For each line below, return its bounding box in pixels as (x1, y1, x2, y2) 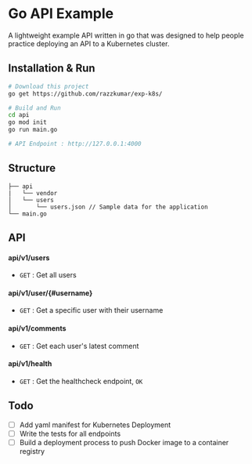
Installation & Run (8, 62, 95, 75)
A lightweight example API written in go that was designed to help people (8, 31, 244, 40)
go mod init (8, 118, 47, 126)
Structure (8, 161, 56, 175)
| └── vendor (8, 189, 58, 197)
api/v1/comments (8, 324, 67, 333)
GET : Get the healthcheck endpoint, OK (19, 376, 143, 386)
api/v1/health (8, 359, 52, 368)
